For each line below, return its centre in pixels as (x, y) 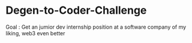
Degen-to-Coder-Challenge (76, 10)
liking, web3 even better (35, 33)
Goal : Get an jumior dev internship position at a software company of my (96, 27)
